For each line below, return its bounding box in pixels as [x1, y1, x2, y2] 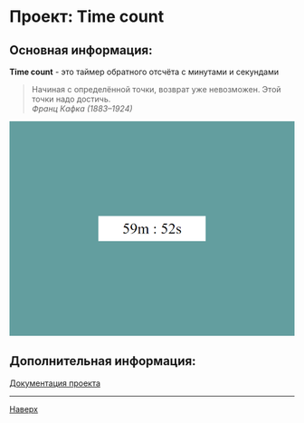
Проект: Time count [9, 6, 165, 27]
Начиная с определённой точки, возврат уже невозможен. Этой [31, 84, 282, 94]
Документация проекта [9, 378, 101, 389]
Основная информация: [9, 43, 153, 58]
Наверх [9, 403, 39, 414]
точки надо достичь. [31, 93, 111, 104]
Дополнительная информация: [9, 353, 196, 369]
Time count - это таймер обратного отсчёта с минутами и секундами [9, 66, 280, 77]
